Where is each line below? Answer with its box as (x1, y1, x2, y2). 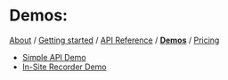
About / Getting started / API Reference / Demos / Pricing (9, 35, 220, 45)
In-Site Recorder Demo (21, 61, 107, 72)
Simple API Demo (21, 52, 86, 62)
